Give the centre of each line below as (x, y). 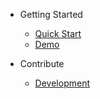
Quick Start (58, 33)
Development (62, 83)
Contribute (42, 63)
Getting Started (51, 14)
